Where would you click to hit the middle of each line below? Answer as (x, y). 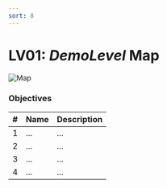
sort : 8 (21, 16)
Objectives (30, 99)
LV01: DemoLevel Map (84, 55)
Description (80, 119)
